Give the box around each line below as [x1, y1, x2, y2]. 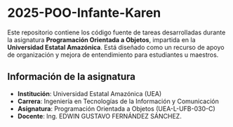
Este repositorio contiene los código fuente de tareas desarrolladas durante [7, 28, 226, 36]
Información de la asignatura [7, 71, 135, 83]
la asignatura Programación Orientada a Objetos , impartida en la [7, 35, 196, 44]
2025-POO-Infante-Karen [7, 5, 161, 21]
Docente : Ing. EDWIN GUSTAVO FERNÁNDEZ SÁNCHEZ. [17, 112, 182, 120]
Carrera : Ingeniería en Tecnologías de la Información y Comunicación [17, 97, 220, 105]
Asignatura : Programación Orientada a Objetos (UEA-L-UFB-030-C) [17, 104, 215, 113]
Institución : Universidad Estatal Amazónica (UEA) [17, 89, 162, 98]
